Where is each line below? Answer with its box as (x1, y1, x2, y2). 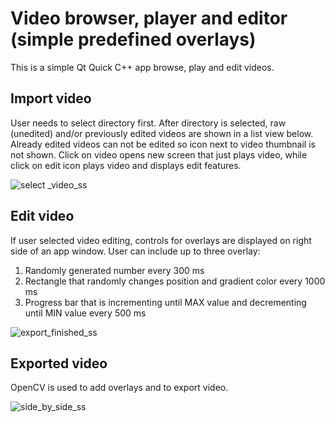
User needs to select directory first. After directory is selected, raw (10, 117, 287, 129)
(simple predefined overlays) (10, 28, 257, 51)
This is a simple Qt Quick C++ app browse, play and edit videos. (10, 61, 275, 73)
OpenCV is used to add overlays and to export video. (10, 382, 229, 394)
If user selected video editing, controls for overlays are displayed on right (10, 234, 312, 246)
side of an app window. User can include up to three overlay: (10, 245, 261, 257)
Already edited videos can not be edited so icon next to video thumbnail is (10, 138, 316, 150)
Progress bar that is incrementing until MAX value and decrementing (24, 296, 307, 308)
